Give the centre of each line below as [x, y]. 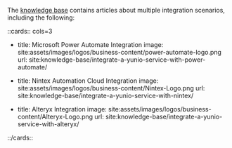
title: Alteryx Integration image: [62, 109]
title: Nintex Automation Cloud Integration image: [88, 81]
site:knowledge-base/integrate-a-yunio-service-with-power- [117, 60]
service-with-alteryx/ [48, 124]
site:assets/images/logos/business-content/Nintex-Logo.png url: [111, 88]
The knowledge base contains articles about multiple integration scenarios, [116, 10]
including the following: [41, 18]
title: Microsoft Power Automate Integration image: [90, 45]
